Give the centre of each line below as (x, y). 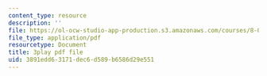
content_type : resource (48, 15)
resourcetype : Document (48, 45)
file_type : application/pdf (55, 38)
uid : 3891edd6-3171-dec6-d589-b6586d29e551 (81, 60)
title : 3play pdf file (46, 52)
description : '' (35, 23)
